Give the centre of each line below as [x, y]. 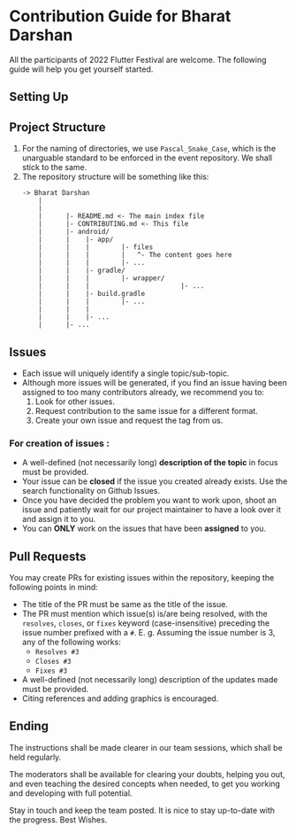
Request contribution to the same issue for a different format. [146, 410]
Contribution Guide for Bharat [120, 16]
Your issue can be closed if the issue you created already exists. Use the [155, 481]
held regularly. [35, 757]
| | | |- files [96, 247]
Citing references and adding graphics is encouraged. [120, 698]
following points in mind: [54, 588]
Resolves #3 [57, 652]
